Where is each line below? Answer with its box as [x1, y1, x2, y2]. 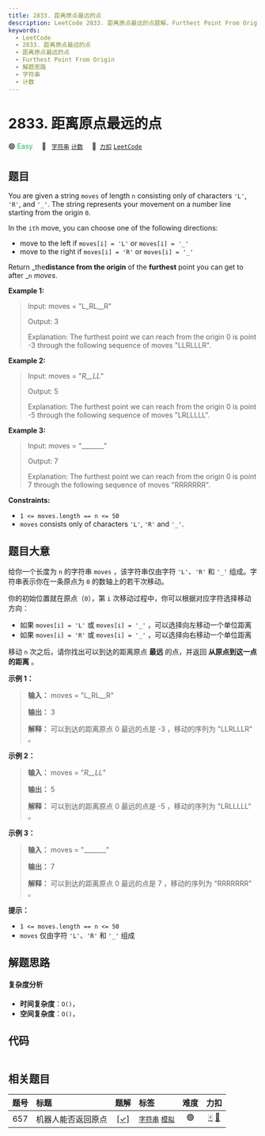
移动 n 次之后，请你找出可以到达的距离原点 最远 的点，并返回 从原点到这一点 [8, 647, 257, 657]
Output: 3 [27, 317, 59, 326]
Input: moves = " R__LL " [27, 372, 104, 381]
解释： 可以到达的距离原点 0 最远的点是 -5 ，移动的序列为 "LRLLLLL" [27, 802, 252, 811]
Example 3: [8, 425, 46, 436]
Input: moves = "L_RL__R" [27, 302, 112, 311]
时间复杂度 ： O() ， [19, 999, 80, 1008]
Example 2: [8, 356, 46, 365]
